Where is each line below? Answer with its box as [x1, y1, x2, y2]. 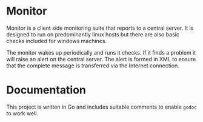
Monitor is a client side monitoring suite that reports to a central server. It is [6, 24, 194, 32]
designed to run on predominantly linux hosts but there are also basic [6, 30, 180, 38]
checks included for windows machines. [6, 37, 107, 44]
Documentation [6, 83, 87, 97]
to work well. [6, 109, 38, 117]
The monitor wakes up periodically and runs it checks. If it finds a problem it [6, 49, 196, 56]
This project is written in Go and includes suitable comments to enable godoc [6, 103, 197, 110]
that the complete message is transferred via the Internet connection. [6, 62, 180, 69]
